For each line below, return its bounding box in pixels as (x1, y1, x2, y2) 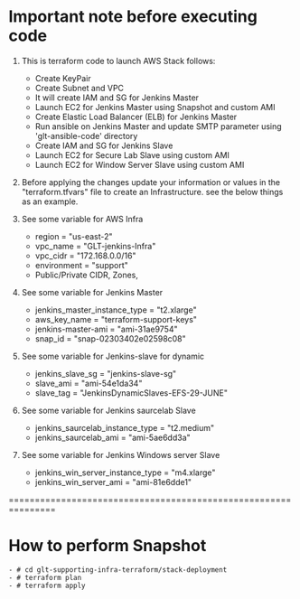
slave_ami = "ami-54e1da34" (34, 378, 143, 388)
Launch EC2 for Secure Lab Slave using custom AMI (34, 149, 230, 160)
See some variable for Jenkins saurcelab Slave (21, 405, 196, 416)
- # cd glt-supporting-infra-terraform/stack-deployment (8, 565, 228, 575)
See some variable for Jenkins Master (21, 286, 164, 297)
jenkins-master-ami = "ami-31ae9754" (34, 323, 178, 334)
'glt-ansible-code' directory (34, 130, 138, 141)
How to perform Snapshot (8, 536, 207, 557)
